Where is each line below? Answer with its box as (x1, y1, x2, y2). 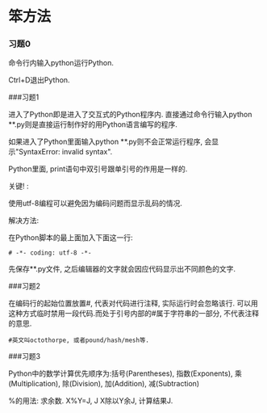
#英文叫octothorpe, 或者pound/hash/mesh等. (8, 336, 149, 344)
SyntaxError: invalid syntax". (19, 147, 113, 157)
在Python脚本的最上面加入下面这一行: (8, 233, 133, 242)
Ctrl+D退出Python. (8, 75, 70, 85)
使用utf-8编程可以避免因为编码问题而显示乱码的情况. (8, 199, 183, 209)
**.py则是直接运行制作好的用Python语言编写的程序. (8, 120, 177, 129)
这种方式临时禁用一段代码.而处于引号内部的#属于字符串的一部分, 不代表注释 (8, 309, 260, 318)
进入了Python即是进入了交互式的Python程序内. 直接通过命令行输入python (8, 110, 252, 120)
